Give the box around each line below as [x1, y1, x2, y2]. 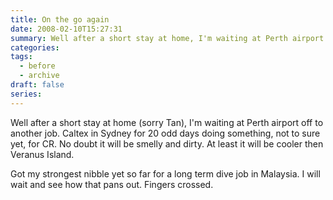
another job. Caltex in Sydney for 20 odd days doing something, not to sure [10, 127, 321, 139]
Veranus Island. [10, 148, 75, 160]
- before [19, 61, 56, 71]
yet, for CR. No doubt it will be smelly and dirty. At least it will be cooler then [10, 137, 324, 150]
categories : [10, 42, 60, 53]
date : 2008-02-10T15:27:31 [10, 24, 123, 34]
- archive [19, 71, 60, 81]
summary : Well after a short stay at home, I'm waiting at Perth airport [10, 33, 325, 43]
